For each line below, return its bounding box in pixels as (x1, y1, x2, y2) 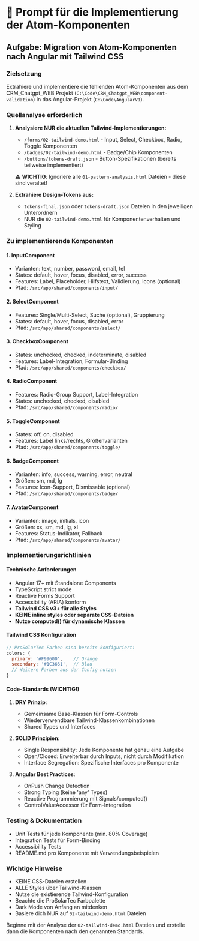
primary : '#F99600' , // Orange (11, 655, 98, 662)
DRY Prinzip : (14, 699, 47, 706)
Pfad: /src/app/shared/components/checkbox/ (14, 364, 126, 371)
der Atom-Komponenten (6, 18, 131, 32)
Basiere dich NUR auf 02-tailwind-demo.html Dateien (14, 909, 146, 917)
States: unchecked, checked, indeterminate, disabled (14, 351, 147, 358)
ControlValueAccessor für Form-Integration (23, 801, 131, 809)
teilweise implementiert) (23, 161, 84, 169)
